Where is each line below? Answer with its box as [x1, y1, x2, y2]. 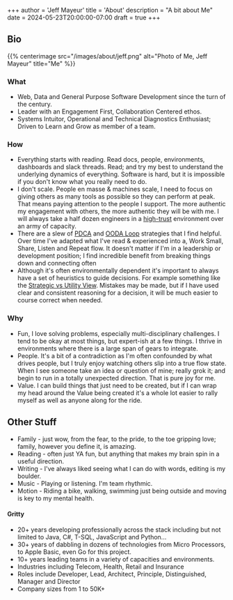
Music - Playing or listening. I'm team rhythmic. [17, 479, 153, 487]
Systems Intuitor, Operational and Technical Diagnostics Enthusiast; [17, 115, 211, 123]
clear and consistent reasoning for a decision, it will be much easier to [17, 289, 218, 297]
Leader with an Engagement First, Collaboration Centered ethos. [17, 107, 202, 116]
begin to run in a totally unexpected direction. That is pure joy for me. [17, 374, 216, 382]
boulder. [17, 472, 42, 480]
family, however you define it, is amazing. [17, 442, 136, 450]
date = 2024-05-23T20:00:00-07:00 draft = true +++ [7, 13, 161, 22]
